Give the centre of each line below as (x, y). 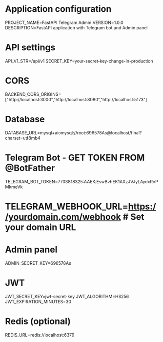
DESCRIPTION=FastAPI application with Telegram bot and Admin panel (76, 27)
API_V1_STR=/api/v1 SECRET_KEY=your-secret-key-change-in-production (79, 61)
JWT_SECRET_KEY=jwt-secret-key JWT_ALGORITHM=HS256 (67, 296)
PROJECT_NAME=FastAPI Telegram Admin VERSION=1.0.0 (64, 22)
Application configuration (58, 9)
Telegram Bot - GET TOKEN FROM (75, 158)
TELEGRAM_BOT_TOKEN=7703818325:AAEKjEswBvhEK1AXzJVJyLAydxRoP (82, 181)
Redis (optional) (38, 321)
